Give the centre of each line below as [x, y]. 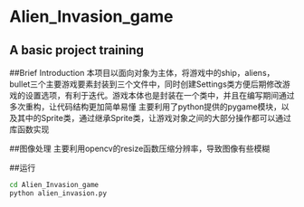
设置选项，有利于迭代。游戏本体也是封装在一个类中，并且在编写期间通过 [160, 95]
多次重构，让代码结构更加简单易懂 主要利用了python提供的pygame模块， [146, 107]
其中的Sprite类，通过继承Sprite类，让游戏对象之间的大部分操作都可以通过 [154, 118]
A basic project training [77, 50]
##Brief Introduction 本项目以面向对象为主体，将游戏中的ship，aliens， [142, 73]
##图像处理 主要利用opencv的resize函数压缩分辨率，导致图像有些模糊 [140, 148]
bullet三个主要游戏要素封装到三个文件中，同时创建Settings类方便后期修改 [146, 84]
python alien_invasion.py [58, 193]
